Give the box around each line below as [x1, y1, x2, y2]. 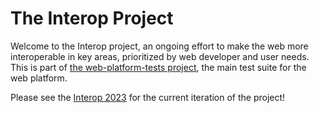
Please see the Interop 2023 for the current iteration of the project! [10, 91, 286, 103]
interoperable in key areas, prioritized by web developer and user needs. [10, 50, 310, 62]
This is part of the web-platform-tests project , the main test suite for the [10, 61, 307, 73]
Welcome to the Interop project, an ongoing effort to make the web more [10, 40, 309, 52]
